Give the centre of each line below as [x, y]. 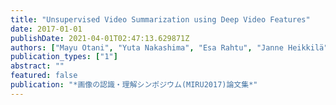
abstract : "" [37, 66]
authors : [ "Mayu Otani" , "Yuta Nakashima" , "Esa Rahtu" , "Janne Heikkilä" [169, 47]
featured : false [44, 76]
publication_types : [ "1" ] [64, 57]
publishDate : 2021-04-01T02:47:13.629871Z [100, 38]
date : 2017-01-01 [46, 29]
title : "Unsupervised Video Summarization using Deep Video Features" [160, 19]
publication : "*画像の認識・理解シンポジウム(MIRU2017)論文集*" [134, 85]
